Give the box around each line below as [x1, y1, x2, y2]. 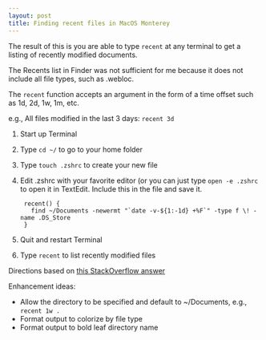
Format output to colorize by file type [19, 314, 143, 323]
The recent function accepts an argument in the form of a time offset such [8, 89, 254, 99]
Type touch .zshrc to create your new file [19, 160, 159, 169]
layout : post [8, 11, 52, 20]
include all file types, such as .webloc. [8, 74, 135, 83]
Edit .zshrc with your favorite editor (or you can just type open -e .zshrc [19, 176, 259, 185]
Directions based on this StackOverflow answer [8, 265, 166, 275]
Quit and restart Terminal [19, 234, 103, 245]
